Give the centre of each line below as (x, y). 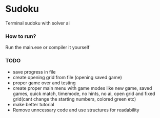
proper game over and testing (44, 83)
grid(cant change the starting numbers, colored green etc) (74, 99)
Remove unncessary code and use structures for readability (76, 110)
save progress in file (34, 72)
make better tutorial (34, 104)
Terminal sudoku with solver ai (38, 23)
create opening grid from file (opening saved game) (67, 77)
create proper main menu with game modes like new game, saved (82, 88)
